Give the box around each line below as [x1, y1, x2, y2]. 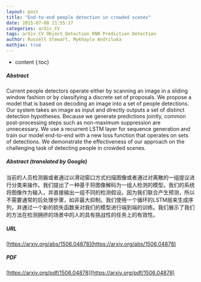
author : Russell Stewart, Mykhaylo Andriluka [6, 36, 121, 42]
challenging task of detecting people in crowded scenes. [6, 144, 147, 151]
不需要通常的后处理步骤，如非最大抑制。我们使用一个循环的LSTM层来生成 [6, 196, 188, 203]
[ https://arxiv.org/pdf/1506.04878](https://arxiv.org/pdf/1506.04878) [6, 269, 175, 276]
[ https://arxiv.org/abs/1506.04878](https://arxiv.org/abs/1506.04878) [6, 240, 176, 247]
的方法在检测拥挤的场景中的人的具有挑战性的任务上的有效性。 [6, 211, 159, 218]
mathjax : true [6, 42, 42, 48]
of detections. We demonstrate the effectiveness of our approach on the [6, 138, 185, 145]
